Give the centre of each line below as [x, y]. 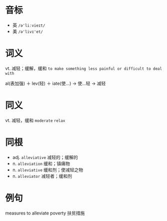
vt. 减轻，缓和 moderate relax [35, 120]
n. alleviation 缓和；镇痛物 [41, 163]
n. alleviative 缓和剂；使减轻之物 [48, 170]
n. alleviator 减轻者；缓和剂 [42, 176]
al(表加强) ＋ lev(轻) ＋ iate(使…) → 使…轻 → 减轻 [55, 83]
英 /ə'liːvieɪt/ [29, 25]
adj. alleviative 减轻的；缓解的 [45, 157]
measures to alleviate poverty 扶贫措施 [45, 213]
